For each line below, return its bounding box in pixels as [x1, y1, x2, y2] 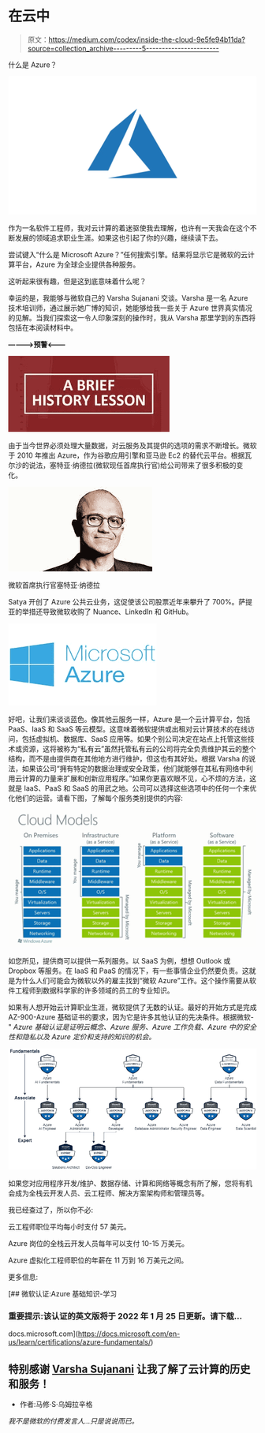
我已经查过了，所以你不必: [8, 1205, 94, 1214]
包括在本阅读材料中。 [8, 323, 77, 332]
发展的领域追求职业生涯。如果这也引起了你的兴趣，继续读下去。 [14, 233, 222, 242]
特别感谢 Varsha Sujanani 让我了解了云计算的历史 [8, 1362, 251, 1375]
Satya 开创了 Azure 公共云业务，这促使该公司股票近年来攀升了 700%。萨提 [8, 597, 253, 606]
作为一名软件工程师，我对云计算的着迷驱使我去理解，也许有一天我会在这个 [8, 223, 250, 233]
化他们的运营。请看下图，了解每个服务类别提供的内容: [8, 793, 184, 803]
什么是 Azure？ [8, 60, 58, 69]
